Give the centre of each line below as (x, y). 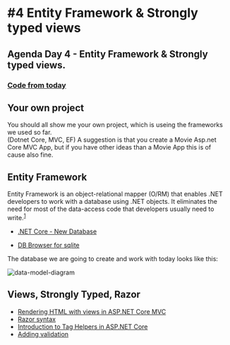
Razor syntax (37, 319)
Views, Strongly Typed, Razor (74, 295)
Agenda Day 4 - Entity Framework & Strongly (108, 54)
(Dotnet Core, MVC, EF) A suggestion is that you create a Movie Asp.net (112, 140)
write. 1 (17, 217)
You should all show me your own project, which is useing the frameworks (115, 125)
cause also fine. (30, 155)
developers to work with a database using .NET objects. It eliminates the (112, 202)
